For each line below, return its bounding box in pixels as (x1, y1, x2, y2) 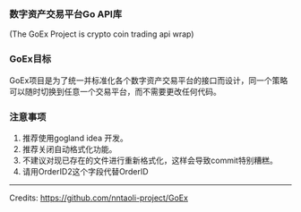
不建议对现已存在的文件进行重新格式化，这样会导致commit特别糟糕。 (21, 155, 278, 165)
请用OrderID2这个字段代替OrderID (21, 165, 149, 176)
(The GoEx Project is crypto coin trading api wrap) (9, 29, 194, 39)
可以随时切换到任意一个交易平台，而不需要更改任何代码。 (9, 86, 221, 97)
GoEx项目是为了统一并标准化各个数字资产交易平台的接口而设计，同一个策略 (9, 74, 288, 86)
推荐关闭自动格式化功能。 (21, 143, 117, 154)
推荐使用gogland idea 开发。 (21, 132, 128, 143)
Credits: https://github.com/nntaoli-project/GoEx (9, 192, 188, 203)
